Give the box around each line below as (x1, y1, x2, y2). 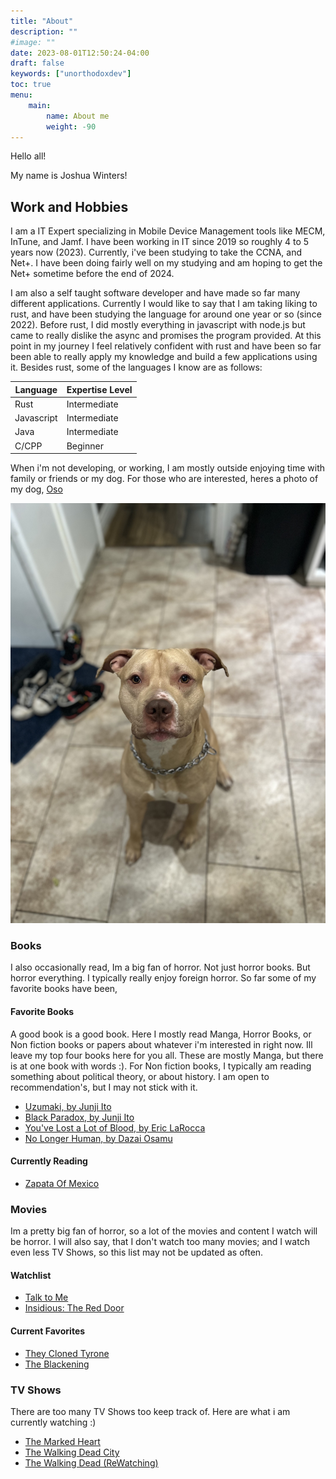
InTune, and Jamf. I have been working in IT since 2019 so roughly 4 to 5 (10, 236, 310, 248)
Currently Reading (10, 1155, 88, 1167)
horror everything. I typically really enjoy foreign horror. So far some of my (10, 972, 317, 984)
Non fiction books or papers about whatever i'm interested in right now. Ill (10, 1038, 313, 1050)
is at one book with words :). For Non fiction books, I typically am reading (10, 1060, 312, 1072)
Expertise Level (66, 383, 133, 395)
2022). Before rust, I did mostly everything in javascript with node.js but (10, 319, 306, 331)
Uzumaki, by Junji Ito (24, 1100, 112, 1112)
